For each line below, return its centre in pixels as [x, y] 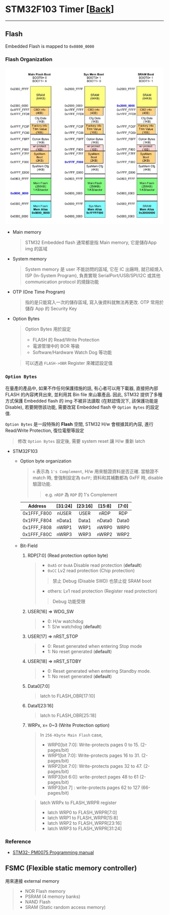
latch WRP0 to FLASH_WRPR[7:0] [82, 812]
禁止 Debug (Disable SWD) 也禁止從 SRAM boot [102, 581]
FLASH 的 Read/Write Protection [66, 340]
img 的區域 [36, 249]
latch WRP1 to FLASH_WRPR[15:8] [83, 818]
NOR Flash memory [45, 891]
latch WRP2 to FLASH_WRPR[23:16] [85, 823]
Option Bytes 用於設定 [48, 329]
